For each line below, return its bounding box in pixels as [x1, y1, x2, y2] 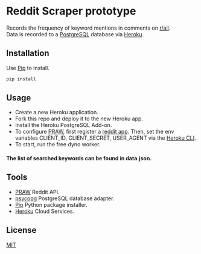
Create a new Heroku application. [14, 109, 98, 116]
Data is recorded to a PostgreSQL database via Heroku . [6, 30, 144, 37]
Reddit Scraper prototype [6, 4, 136, 18]
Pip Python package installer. [14, 201, 88, 208]
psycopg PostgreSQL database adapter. [14, 195, 115, 202]
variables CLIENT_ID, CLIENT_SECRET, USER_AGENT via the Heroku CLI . [14, 134, 196, 142]
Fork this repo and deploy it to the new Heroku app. [14, 115, 144, 122]
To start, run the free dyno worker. [14, 141, 101, 148]
